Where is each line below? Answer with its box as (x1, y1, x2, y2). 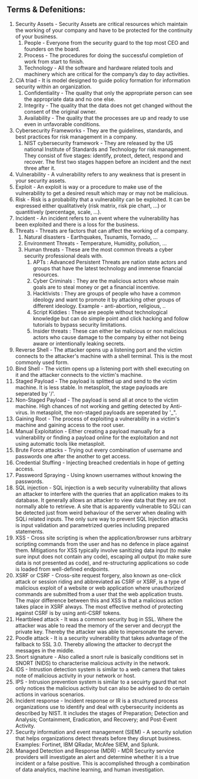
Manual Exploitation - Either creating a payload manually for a (15, 428, 166, 435)
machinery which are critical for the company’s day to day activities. (24, 70, 190, 77)
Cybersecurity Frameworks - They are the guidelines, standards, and (15, 127, 183, 134)
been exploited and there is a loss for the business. (15, 221, 140, 228)
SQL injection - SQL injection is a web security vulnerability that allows (15, 484, 187, 491)
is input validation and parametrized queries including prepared (15, 521, 170, 528)
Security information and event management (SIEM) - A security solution (15, 728, 192, 735)
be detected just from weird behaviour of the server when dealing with (15, 509, 187, 516)
